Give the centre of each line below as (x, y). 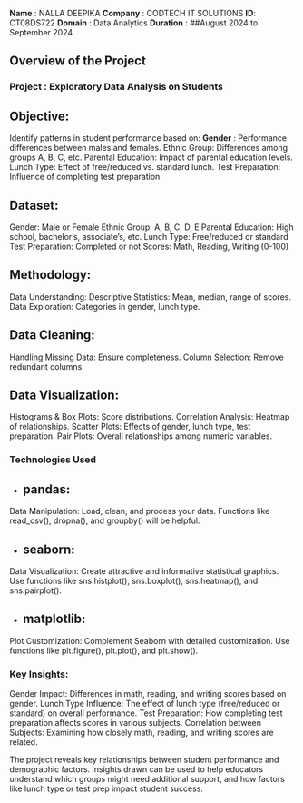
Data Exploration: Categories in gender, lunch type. (105, 306)
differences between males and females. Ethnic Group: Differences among (149, 148)
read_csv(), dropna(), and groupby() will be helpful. (105, 520)
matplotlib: (54, 619)
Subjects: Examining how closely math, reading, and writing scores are (142, 733)
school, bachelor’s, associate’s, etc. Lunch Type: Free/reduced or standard (149, 236)
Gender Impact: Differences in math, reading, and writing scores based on (148, 694)
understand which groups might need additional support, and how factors (147, 779)
